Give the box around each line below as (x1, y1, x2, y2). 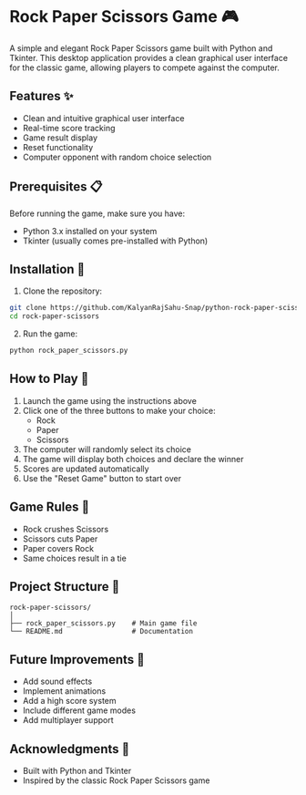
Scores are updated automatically (22, 463, 149, 474)
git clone (9, 304, 47, 313)
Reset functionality (22, 141, 94, 152)
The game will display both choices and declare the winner (22, 453, 244, 464)
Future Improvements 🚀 (9, 652, 146, 667)
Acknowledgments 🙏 (9, 741, 130, 757)
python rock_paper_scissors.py (9, 346, 128, 356)
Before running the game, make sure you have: (9, 208, 186, 219)
